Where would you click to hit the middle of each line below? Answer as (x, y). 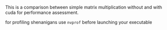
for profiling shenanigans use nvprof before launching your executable (79, 22)
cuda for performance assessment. (42, 12)
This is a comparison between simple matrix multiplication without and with (84, 7)
